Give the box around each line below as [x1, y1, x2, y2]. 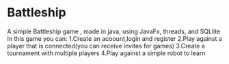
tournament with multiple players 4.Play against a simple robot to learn [7, 49, 206, 57]
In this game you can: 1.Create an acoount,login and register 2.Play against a [7, 34, 222, 42]
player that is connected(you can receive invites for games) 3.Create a [7, 42, 205, 50]
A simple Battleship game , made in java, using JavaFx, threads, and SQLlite [7, 27, 221, 35]
